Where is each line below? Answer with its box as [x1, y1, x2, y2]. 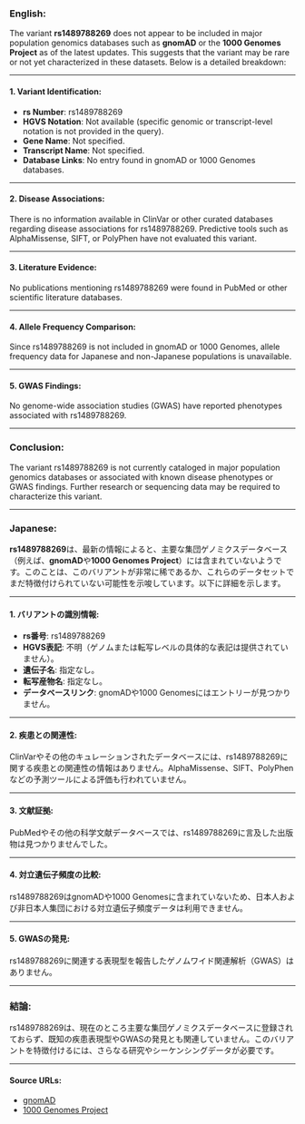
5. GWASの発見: [9, 933, 71, 944]
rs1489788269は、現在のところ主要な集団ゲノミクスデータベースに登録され [9, 1022, 293, 1033]
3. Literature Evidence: [9, 262, 97, 273]
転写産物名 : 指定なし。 [22, 676, 107, 687]
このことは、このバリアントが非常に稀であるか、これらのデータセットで [24, 566, 295, 577]
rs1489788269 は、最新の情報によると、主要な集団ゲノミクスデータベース [9, 543, 288, 554]
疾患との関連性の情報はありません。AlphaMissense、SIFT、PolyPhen [33, 763, 294, 774]
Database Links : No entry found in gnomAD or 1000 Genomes [22, 154, 256, 165]
